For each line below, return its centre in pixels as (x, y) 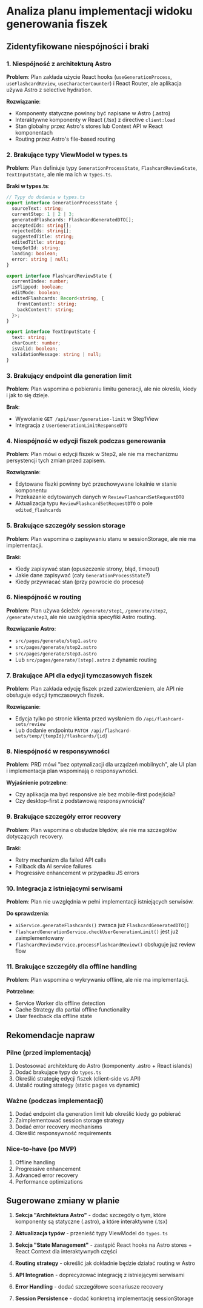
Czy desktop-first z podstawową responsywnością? (80, 801)
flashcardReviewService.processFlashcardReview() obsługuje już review (105, 945)
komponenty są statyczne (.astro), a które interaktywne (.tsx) (91, 1222)
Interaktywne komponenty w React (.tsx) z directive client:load (95, 119)
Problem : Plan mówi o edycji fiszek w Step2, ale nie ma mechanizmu (92, 454)
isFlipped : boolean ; (38, 287)
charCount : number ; (36, 343)
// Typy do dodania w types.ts (46, 197)
